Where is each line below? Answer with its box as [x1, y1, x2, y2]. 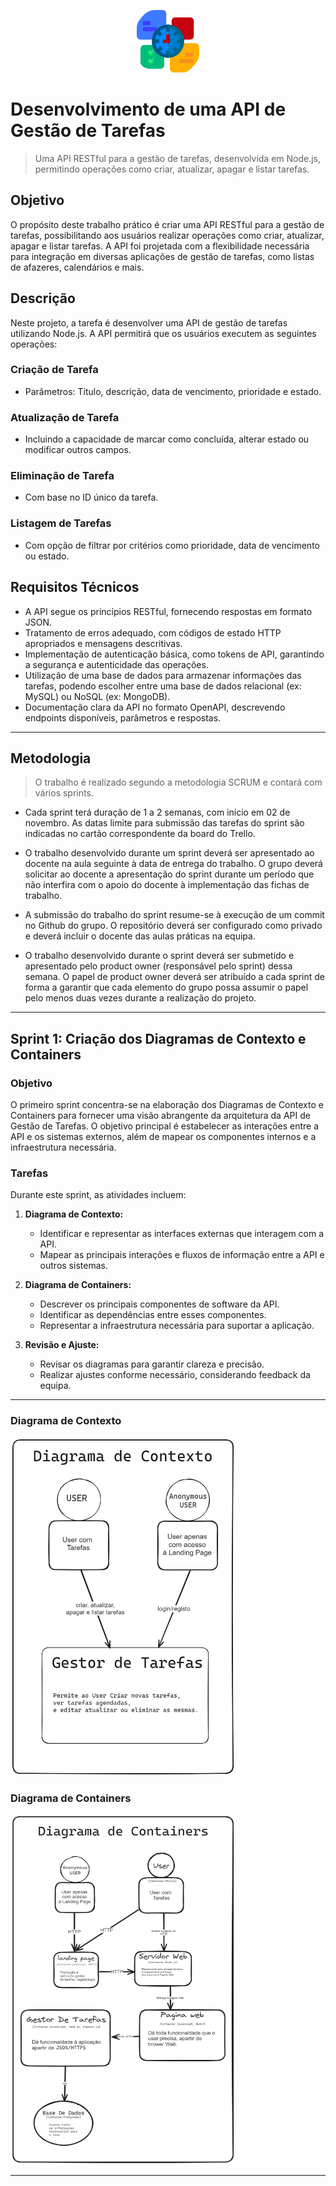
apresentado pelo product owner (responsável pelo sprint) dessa [24, 960, 293, 972]
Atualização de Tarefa [10, 410, 120, 424]
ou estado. [24, 550, 70, 562]
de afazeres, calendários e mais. [10, 261, 145, 273]
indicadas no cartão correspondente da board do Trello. [24, 828, 256, 840]
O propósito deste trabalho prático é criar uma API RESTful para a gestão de [10, 218, 325, 230]
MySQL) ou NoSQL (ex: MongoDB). [24, 690, 171, 702]
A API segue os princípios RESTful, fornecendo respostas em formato [24, 605, 313, 617]
